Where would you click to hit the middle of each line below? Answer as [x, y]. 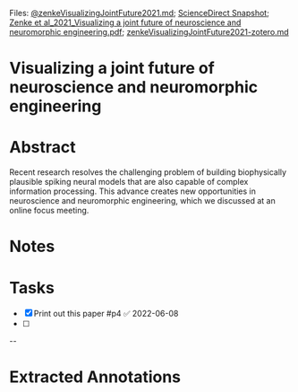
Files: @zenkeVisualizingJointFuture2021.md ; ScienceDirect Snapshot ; [140, 13]
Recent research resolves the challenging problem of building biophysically [148, 172]
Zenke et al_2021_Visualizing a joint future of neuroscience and [125, 22]
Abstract [43, 148]
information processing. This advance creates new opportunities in [133, 191]
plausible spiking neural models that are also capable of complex [129, 182]
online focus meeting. [49, 211]
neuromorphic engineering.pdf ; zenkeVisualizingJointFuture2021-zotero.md [149, 32]
